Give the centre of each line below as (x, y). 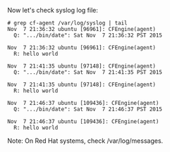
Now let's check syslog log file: (53, 10)
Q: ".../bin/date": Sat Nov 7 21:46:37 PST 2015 (88, 109)
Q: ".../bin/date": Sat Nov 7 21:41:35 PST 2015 (88, 72)
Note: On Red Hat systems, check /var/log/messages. (85, 141)
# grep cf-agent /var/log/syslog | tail (68, 23)
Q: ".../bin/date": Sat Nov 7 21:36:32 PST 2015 (88, 35)
